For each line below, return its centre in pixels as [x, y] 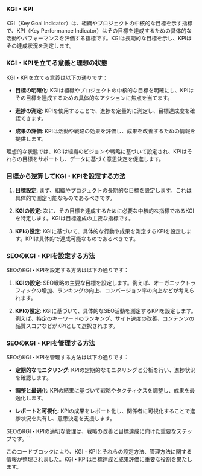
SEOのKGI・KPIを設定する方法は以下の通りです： [68, 270]
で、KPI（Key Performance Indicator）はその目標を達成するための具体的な [99, 31]
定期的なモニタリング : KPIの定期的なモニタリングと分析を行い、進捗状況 [105, 370]
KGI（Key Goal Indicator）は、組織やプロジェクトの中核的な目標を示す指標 [99, 23]
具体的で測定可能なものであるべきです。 [65, 198]
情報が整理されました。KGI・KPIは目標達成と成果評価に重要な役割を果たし [99, 459]
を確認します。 [33, 378]
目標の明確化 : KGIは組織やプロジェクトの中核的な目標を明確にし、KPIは [104, 90]
